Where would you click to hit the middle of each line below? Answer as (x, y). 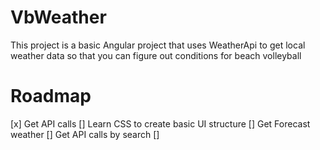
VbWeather (58, 17)
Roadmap (51, 96)
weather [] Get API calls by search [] (85, 134)
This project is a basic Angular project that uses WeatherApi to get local (158, 45)
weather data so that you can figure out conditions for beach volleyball (156, 55)
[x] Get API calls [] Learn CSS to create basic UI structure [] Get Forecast (160, 123)
